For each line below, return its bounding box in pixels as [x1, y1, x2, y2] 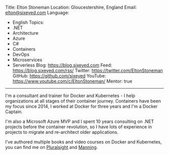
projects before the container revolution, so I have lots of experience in [5, 124, 152, 130]
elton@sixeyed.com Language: [5, 10, 69, 16]
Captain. [5, 109, 23, 115]
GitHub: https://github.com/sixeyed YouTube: [12, 73, 107, 79]
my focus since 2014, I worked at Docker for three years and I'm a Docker [5, 103, 158, 109]
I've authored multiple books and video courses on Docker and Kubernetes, [5, 139, 162, 145]
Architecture [12, 30, 39, 36]
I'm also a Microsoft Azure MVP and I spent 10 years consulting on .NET [5, 118, 154, 124]
